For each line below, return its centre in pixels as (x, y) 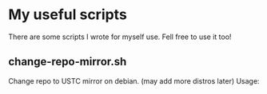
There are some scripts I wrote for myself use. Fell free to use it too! (120, 37)
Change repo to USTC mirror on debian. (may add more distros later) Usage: (134, 80)
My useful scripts (68, 15)
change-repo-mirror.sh (68, 62)
